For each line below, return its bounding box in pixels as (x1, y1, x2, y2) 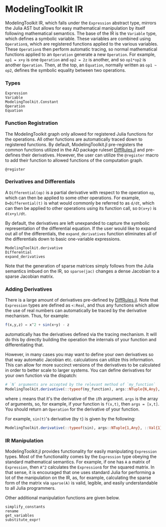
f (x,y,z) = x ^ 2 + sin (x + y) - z (5, 322, 70, 327)
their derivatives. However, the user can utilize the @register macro (21, 152, 159, 158)
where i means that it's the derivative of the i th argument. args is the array (5, 395, 158, 402)
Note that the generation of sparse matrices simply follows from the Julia (5, 263, 154, 268)
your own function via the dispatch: (5, 372, 78, 378)
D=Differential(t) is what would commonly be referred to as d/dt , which (5, 200, 155, 206)
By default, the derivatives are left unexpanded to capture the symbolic (5, 220, 150, 226)
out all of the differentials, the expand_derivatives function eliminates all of (5, 230, 157, 236)
